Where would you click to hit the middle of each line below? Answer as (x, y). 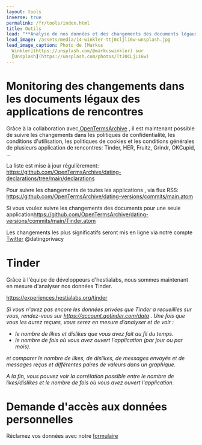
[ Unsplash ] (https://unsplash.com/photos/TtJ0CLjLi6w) (80, 56)
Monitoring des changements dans (95, 86)
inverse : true (24, 17)
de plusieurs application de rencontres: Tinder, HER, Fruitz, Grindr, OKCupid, (101, 147)
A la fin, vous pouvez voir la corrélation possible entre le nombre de (90, 376)
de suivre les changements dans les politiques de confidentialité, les (91, 135)
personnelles (40, 419)
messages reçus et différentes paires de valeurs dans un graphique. (91, 365)
